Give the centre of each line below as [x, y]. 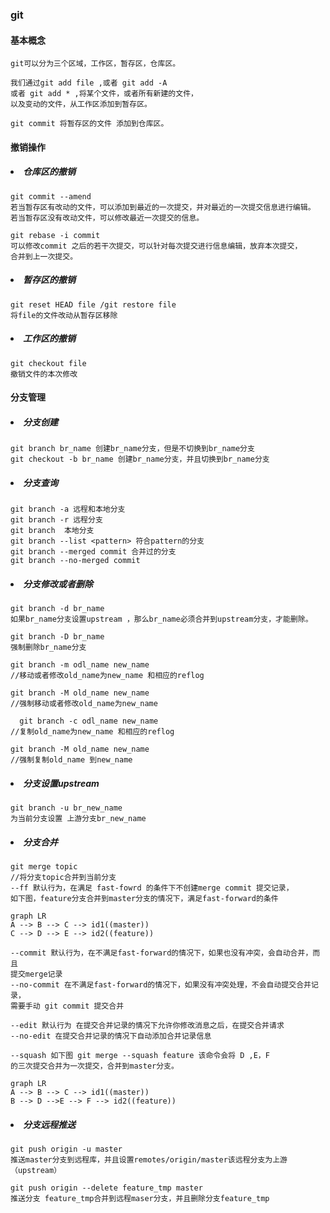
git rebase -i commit [55, 235]
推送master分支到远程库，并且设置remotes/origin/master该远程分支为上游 [149, 1160]
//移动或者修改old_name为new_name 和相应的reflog [107, 676]
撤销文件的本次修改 [44, 374]
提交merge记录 [36, 974]
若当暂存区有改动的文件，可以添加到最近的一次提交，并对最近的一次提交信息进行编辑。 [163, 207]
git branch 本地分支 [52, 531]
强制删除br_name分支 [48, 648]
